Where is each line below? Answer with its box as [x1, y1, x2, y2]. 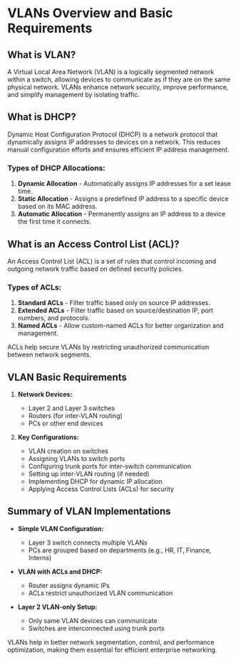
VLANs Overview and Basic [7, 5, 173, 21]
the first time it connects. [17, 217, 91, 226]
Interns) [28, 553, 52, 562]
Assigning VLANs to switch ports [28, 454, 125, 463]
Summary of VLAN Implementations [7, 505, 171, 517]
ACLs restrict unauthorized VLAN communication [28, 588, 173, 597]
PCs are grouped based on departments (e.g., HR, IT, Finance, [28, 545, 212, 555]
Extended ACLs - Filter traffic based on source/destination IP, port [17, 306, 214, 315]
